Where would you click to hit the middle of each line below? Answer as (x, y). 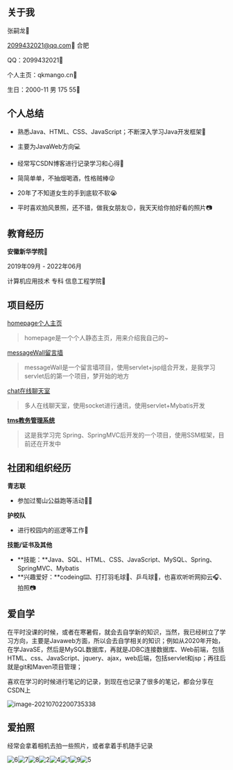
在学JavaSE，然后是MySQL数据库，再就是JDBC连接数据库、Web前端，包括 (116, 649)
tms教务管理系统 (31, 420)
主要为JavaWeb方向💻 (49, 146)
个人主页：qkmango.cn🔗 (42, 74)
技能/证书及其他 (30, 545)
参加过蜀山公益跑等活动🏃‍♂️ (55, 501)
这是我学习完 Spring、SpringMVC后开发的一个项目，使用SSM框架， (121, 435)
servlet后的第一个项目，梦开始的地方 (77, 376)
